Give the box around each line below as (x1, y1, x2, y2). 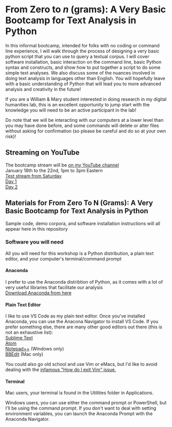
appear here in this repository (5, 226, 68, 232)
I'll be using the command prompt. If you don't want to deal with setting (5, 405, 157, 412)
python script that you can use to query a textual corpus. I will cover (5, 53, 150, 60)
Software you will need (5, 238, 64, 246)
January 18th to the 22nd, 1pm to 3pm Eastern (5, 167, 103, 173)
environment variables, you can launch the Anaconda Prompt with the (5, 411, 153, 417)
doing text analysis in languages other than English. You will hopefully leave (5, 75, 165, 81)
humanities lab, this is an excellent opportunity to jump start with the (5, 101, 150, 107)
